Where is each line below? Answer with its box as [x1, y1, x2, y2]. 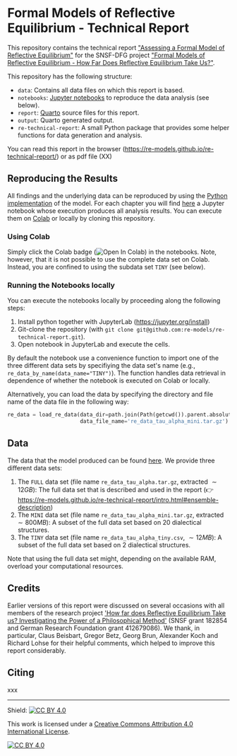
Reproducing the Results [7, 173, 119, 185]
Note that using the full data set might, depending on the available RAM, [7, 554, 217, 563]
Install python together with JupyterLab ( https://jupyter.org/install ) [17, 318, 210, 326]
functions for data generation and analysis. [17, 131, 142, 139]
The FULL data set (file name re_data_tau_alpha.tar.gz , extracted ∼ [17, 477, 217, 486]
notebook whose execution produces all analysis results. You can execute [7, 207, 222, 215]
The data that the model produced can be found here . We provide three [7, 456, 215, 465]
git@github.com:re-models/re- [136, 327, 226, 334]
